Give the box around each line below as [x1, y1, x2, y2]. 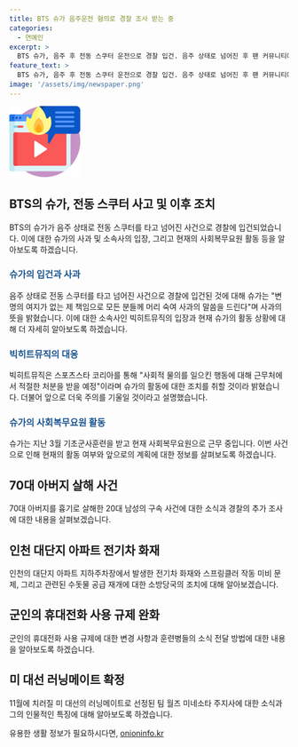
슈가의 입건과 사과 [9, 268, 82, 281]
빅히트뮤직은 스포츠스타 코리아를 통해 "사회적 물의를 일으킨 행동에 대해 [9, 370, 253, 381]
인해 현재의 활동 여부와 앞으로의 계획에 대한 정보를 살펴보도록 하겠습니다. [25, 449, 277, 460]
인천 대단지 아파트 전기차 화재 [9, 543, 161, 558]
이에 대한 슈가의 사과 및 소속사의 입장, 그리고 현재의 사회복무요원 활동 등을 [20, 233, 277, 243]
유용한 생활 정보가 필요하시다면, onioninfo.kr [9, 727, 164, 738]
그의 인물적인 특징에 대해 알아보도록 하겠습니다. [9, 709, 173, 719]
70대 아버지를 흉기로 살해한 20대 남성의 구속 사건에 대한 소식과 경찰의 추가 [9, 503, 267, 514]
